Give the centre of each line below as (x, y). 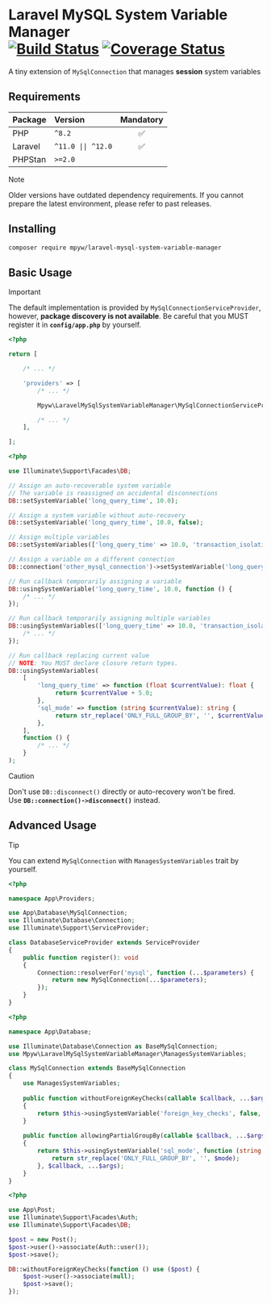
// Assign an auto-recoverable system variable (90, 486)
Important (25, 292)
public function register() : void (81, 958)
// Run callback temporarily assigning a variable (95, 581)
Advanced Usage (52, 826)
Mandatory (142, 119)
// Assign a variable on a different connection (92, 559)
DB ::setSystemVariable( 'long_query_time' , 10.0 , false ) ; (106, 523)
